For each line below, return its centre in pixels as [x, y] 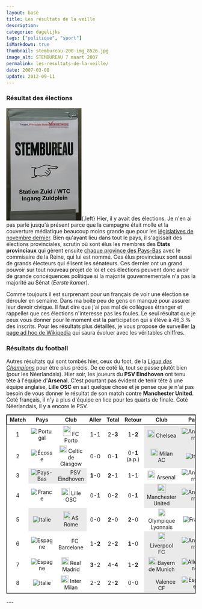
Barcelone [71, 547]
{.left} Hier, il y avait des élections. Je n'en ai [136, 218]
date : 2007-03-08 [28, 70]
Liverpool [161, 545]
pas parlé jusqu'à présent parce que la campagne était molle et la [87, 225]
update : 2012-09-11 [31, 76]
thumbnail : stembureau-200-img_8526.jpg [58, 51]
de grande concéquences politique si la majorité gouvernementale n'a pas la [101, 276]
